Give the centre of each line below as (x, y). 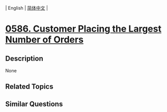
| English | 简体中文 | (27, 8)
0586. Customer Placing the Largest (83, 29)
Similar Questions (34, 104)
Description (24, 58)
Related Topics (29, 87)
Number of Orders (45, 40)
